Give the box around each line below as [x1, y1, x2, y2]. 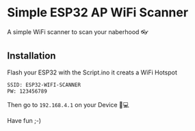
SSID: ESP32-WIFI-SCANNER [7, 81, 81, 88]
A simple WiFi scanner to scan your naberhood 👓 [7, 27, 148, 35]
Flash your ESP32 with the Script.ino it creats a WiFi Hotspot [7, 68, 178, 76]
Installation [7, 50, 56, 62]
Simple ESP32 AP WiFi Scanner [7, 5, 189, 20]
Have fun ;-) [7, 116, 42, 124]
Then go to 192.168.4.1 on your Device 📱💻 [7, 100, 130, 108]
